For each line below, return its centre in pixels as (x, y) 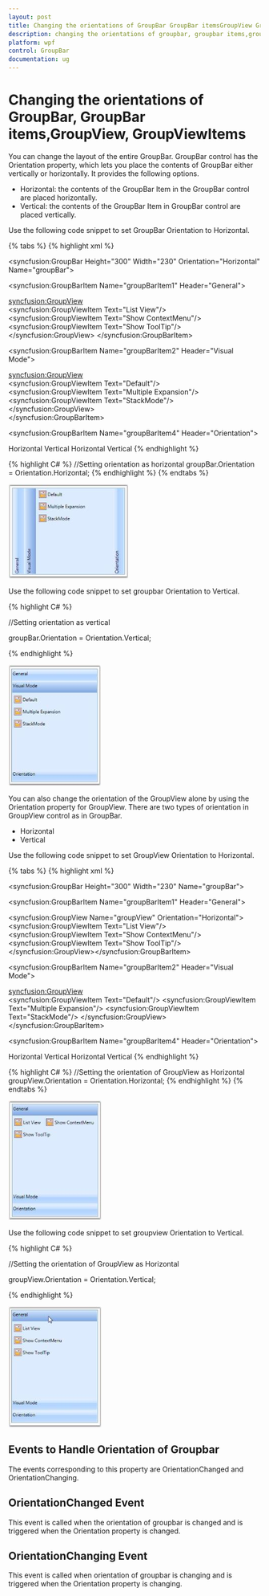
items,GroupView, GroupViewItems (127, 135)
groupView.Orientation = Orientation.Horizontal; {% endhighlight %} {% (126, 1080)
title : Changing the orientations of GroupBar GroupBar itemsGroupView (130, 25)
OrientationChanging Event (78, 1555)
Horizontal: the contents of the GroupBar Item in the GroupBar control (134, 189)
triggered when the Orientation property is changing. (95, 1584)
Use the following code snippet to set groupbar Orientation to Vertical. (124, 591)
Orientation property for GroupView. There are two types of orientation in (129, 806)
